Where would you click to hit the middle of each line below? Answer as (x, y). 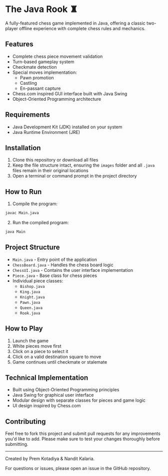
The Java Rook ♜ (41, 9)
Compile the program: (35, 204)
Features (19, 44)
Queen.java (31, 308)
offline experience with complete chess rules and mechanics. (82, 28)
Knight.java (32, 297)
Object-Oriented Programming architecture (57, 99)
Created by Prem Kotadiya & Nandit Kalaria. (50, 459)
